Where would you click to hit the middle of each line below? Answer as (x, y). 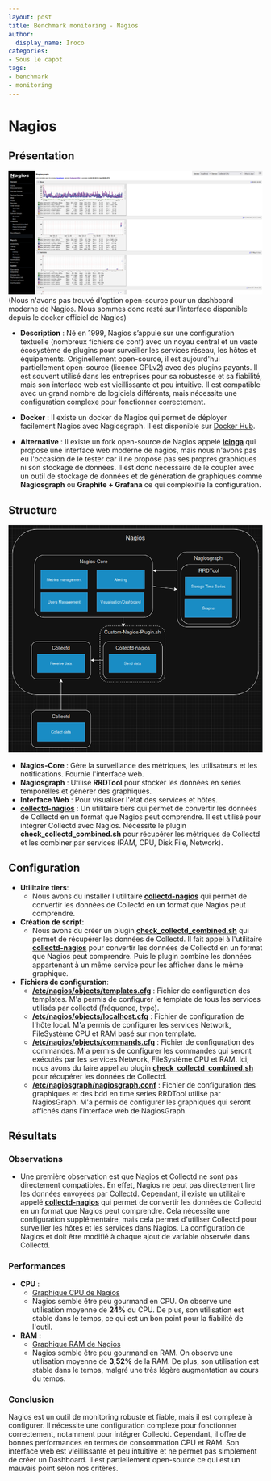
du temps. (49, 1378)
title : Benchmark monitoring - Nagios (73, 25)
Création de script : (52, 922)
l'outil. (42, 1327)
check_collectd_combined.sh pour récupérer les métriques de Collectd (140, 834)
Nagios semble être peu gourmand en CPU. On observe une (132, 1301)
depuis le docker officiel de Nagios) (67, 318)
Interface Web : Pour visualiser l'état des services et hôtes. (119, 799)
